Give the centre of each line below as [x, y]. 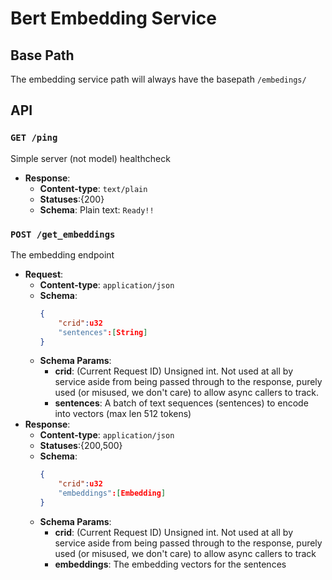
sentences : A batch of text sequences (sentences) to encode [181, 403]
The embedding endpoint [62, 254]
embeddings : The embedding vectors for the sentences [170, 564]
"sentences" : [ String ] [103, 332]
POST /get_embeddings [63, 234]
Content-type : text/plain [93, 188]
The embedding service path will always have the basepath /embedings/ [158, 79]
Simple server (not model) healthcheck [90, 158]
